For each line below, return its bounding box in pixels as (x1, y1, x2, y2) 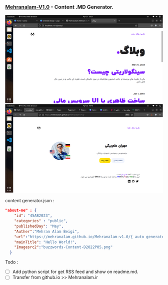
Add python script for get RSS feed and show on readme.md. (12, 269, 138, 275)
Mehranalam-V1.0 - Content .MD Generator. (5, 3, 114, 10)
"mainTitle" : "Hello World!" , (14, 240, 77, 245)
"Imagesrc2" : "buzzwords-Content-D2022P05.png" (14, 245, 113, 250)
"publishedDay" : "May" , (14, 224, 64, 229)
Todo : (5, 259, 18, 265)
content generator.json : (5, 198, 55, 204)
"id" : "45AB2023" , (14, 213, 52, 218)
